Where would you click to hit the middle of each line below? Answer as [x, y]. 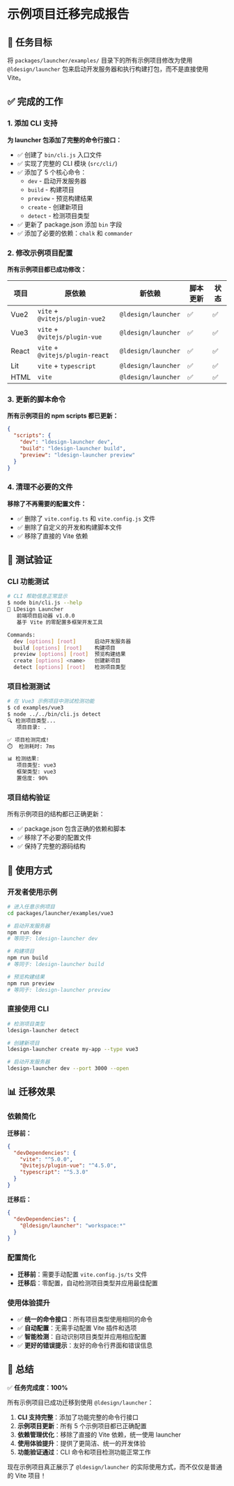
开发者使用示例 [32, 891]
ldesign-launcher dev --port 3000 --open [68, 1068]
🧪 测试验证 [30, 560]
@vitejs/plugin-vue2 [71, 319]
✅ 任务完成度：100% [38, 1387]
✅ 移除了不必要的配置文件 [54, 838]
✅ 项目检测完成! [28, 740]
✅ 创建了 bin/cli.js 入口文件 [60, 155]
